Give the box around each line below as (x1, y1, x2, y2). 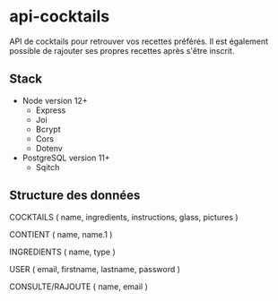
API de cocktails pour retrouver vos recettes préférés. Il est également (9, 36, 269, 47)
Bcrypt (35, 124, 61, 134)
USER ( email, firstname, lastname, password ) (9, 263, 181, 274)
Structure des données (9, 188, 141, 203)
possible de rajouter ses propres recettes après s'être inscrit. (9, 45, 235, 56)
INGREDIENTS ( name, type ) (9, 246, 117, 257)
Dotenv (35, 142, 63, 153)
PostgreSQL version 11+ (22, 152, 110, 163)
